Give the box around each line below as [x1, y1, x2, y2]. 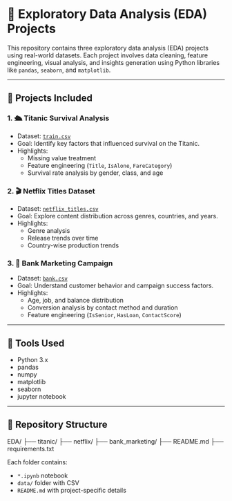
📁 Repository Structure [7, 419, 108, 431]
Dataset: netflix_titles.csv [17, 204, 99, 213]
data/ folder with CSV [17, 478, 79, 486]
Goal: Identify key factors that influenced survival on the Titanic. [17, 139, 200, 147]
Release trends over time [27, 234, 99, 242]
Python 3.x [17, 356, 48, 364]
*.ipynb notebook [17, 471, 68, 480]
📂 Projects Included [7, 93, 93, 104]
